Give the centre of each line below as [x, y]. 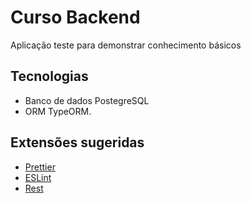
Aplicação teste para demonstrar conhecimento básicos [126, 45]
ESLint [38, 177]
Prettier [40, 167]
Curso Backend [75, 17]
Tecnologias [49, 76]
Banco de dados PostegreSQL [87, 100]
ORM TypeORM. [58, 111]
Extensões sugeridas [77, 142]
